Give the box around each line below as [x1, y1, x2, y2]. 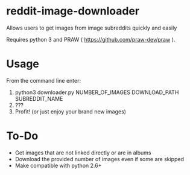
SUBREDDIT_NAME [14, 95, 63, 102]
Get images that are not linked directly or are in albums [14, 149, 151, 156]
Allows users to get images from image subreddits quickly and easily [6, 24, 177, 31]
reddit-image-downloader [6, 4, 140, 18]
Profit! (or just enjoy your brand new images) [14, 107, 127, 115]
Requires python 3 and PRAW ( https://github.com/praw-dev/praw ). [6, 36, 176, 43]
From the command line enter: [6, 77, 81, 84]
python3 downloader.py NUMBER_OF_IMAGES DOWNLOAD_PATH [14, 89, 179, 96]
